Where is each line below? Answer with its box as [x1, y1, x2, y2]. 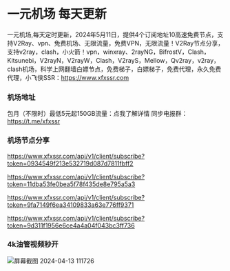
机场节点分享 [7, 136, 50, 145]
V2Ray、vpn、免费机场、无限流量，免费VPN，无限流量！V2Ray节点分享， [12, 39, 224, 47]
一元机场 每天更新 [7, 6, 107, 22]
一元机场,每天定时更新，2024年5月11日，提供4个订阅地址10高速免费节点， [7, 30, 218, 39]
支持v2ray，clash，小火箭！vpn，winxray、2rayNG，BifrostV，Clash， [7, 48, 210, 56]
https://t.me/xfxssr [7, 117, 61, 126]
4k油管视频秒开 [7, 239, 59, 249]
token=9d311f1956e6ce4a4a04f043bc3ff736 [7, 221, 136, 230]
